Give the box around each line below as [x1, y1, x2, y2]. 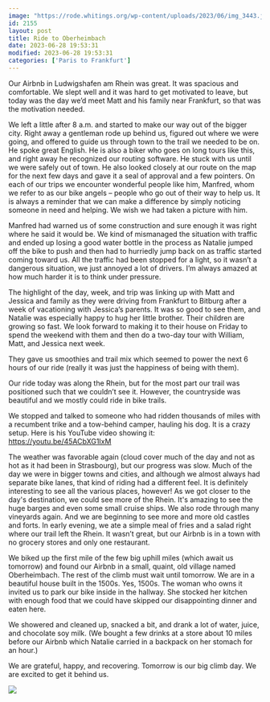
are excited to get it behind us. [8, 669, 109, 679]
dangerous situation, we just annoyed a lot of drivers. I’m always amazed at [8, 263, 258, 273]
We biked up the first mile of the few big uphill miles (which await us [8, 553, 234, 562]
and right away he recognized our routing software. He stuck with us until [8, 153, 252, 163]
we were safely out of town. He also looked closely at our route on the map [8, 162, 257, 172]
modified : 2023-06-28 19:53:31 [8, 49, 113, 57]
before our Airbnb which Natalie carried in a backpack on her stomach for [8, 636, 253, 647]
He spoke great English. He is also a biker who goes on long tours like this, [8, 145, 256, 155]
